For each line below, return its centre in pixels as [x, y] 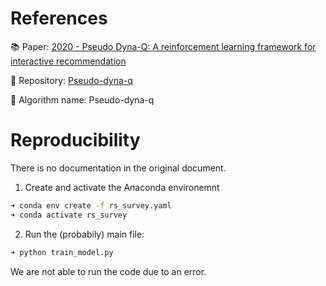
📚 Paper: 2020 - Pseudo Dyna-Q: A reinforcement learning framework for [163, 46]
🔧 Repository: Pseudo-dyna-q [71, 80]
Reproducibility [75, 140]
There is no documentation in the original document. [118, 168]
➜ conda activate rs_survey [69, 215]
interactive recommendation [68, 61]
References [59, 18]
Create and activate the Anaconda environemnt [122, 187]
